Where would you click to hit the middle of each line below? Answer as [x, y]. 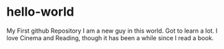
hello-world [41, 12]
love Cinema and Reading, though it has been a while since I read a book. [110, 37]
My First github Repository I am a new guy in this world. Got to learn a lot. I [112, 31]
